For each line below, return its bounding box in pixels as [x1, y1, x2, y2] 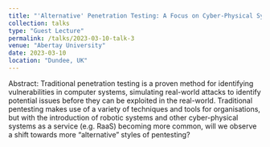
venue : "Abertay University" [8, 42, 106, 50]
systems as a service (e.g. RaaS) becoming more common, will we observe [8, 121, 257, 131]
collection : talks [8, 19, 70, 27]
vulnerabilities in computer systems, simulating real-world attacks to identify [8, 87, 261, 96]
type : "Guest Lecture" [8, 27, 84, 35]
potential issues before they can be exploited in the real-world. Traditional [8, 96, 253, 105]
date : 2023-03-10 [8, 49, 67, 57]
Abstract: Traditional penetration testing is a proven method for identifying [8, 78, 254, 88]
